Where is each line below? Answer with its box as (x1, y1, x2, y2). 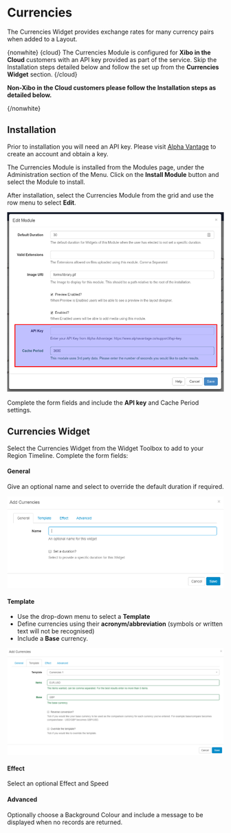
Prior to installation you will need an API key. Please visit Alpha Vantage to (7, 143, 217, 151)
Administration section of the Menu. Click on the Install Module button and (7, 170, 219, 178)
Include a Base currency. (16, 635, 88, 643)
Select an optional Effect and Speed (7, 779, 109, 788)
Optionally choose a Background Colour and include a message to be (7, 810, 203, 819)
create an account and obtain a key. (7, 149, 109, 158)
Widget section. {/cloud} (7, 70, 78, 78)
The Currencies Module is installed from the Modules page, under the (7, 163, 205, 171)
